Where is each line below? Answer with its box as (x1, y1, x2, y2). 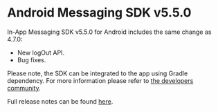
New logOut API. (17, 48, 64, 57)
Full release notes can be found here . (7, 97, 113, 105)
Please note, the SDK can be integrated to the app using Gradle (7, 69, 188, 77)
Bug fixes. (17, 55, 46, 64)
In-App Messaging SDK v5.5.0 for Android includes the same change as (7, 28, 212, 36)
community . (7, 84, 42, 92)
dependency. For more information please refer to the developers (7, 76, 194, 84)
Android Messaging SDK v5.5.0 (7, 5, 192, 21)
